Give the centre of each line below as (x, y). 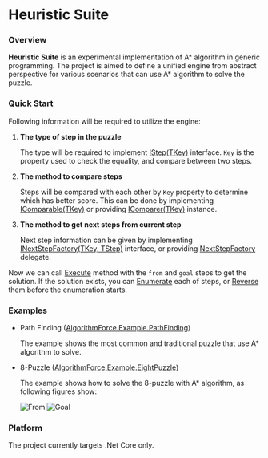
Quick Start (31, 103)
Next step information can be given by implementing (106, 240)
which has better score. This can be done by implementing (117, 200)
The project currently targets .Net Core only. (81, 445)
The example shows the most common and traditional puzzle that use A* (140, 343)
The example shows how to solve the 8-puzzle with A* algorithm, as (132, 383)
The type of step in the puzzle (70, 136)
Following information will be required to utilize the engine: (105, 121)
